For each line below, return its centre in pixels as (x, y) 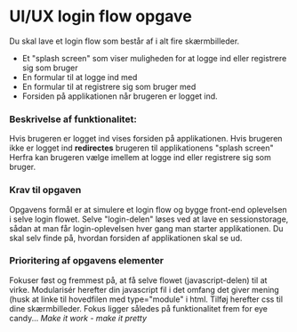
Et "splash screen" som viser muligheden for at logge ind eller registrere (154, 58)
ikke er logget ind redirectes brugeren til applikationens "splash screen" (141, 148)
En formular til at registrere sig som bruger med (109, 86)
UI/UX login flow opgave (101, 16)
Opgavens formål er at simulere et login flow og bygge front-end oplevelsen (148, 209)
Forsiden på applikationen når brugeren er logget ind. (120, 96)
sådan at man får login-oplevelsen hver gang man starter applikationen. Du (146, 228)
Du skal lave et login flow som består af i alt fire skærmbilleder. (124, 41)
